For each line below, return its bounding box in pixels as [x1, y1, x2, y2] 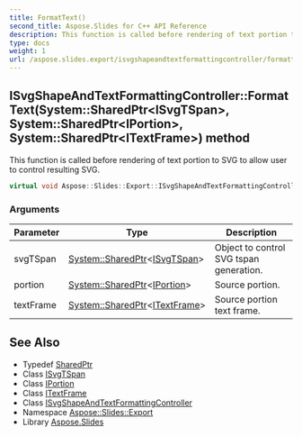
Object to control [214, 241, 286, 253]
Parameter [13, 226, 60, 239]
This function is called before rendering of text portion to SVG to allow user [9, 154, 288, 165]
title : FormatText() [9, 13, 87, 23]
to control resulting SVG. [9, 164, 101, 175]
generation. [214, 263, 263, 276]
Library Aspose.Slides [22, 416, 104, 427]
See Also [9, 335, 60, 350]
